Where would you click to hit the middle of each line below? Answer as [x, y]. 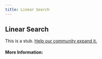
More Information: [24, 52]
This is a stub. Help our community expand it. [51, 41]
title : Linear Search [27, 10]
